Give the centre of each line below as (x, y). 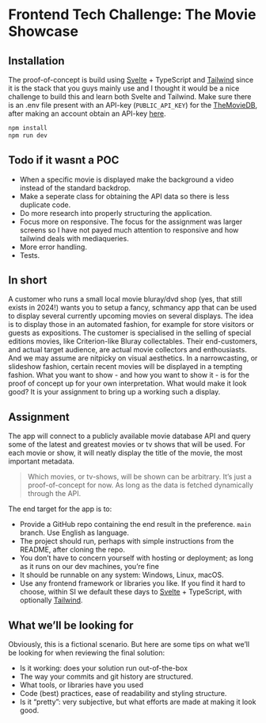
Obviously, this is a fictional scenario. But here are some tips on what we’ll (129, 644)
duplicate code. (45, 205)
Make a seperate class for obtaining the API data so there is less (124, 196)
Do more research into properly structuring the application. (116, 213)
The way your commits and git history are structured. (106, 677)
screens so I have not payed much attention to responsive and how (129, 230)
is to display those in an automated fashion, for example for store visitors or (131, 325)
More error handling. (53, 247)
